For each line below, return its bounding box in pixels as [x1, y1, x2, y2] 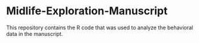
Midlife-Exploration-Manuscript [6, 4, 168, 18]
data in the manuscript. [6, 30, 63, 37]
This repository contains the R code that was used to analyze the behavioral [6, 24, 193, 31]
